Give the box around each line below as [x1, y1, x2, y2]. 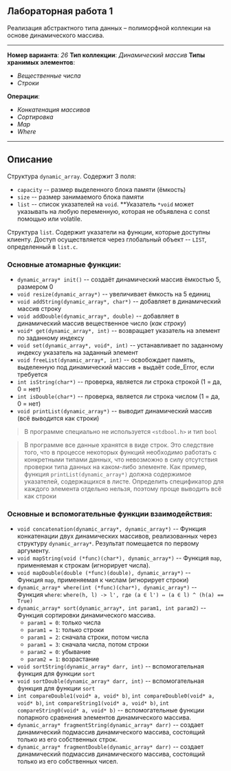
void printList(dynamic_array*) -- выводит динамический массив [16, 406, 212, 415]
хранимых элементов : [7, 58, 76, 66]
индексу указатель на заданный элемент [16, 348, 139, 356]
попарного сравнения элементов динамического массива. [16, 713, 191, 721]
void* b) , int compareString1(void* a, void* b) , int [16, 699, 170, 707]
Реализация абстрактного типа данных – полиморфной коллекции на [7, 23, 211, 32]
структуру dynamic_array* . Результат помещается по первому [16, 539, 199, 547]
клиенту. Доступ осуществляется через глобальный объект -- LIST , [7, 235, 207, 243]
